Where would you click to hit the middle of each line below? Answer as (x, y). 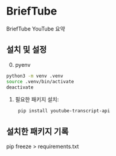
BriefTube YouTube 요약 (36, 29)
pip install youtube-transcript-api (64, 111)
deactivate (20, 87)
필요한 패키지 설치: (37, 100)
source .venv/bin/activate (40, 81)
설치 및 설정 (27, 50)
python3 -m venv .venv (35, 76)
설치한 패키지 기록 (37, 131)
